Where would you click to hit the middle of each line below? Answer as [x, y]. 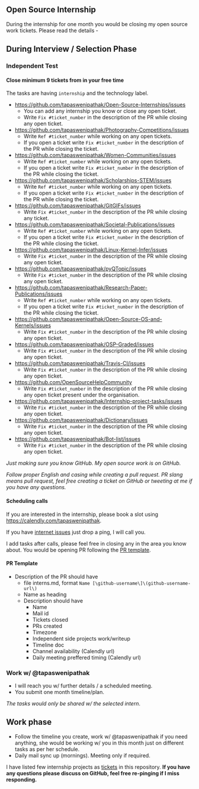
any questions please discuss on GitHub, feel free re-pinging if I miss [93, 773]
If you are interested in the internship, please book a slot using [82, 514]
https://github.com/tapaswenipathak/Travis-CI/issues [80, 363]
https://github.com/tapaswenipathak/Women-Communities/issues [95, 155]
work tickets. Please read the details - [52, 30]
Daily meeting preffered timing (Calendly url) [86, 657]
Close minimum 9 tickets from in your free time [65, 80]
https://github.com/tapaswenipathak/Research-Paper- [81, 288]
